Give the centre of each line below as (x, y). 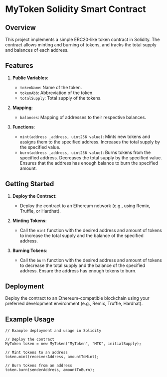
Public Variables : (30, 78)
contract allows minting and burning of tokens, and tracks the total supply (81, 45)
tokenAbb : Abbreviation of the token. (57, 93)
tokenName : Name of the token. (51, 87)
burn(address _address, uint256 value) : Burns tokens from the (85, 152)
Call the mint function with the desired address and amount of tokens (91, 230)
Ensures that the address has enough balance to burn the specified (89, 163)
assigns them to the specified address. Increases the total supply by (90, 142)
